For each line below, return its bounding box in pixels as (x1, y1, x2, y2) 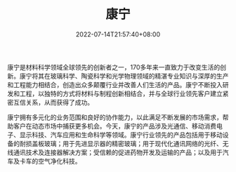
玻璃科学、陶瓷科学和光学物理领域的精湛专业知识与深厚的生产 (50, 72, 229, 80)
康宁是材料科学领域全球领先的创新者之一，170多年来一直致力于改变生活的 (7, 62, 221, 71)
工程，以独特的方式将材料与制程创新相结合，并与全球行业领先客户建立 (19, 89, 223, 98)
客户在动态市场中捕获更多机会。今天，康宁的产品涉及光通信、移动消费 (13, 121, 216, 130)
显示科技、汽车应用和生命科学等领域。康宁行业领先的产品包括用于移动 (19, 131, 223, 139)
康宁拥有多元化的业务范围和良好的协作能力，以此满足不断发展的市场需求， (7, 113, 223, 121)
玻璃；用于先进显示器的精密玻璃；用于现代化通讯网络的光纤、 (44, 139, 223, 147)
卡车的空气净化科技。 (19, 157, 81, 165)
